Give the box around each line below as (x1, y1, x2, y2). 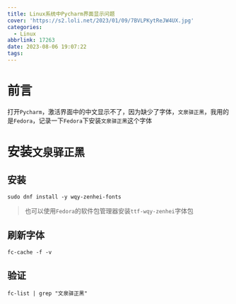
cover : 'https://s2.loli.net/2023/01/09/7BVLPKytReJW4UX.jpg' (7, 17, 194, 24)
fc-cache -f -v (7, 249, 52, 256)
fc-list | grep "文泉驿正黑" (7, 290, 88, 298)
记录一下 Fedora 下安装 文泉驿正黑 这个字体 (38, 116, 153, 125)
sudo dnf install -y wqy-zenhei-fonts (7, 193, 122, 201)
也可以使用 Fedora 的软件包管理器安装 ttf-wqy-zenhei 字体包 (24, 206, 194, 215)
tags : (7, 50, 23, 57)
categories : (7, 23, 42, 30)
